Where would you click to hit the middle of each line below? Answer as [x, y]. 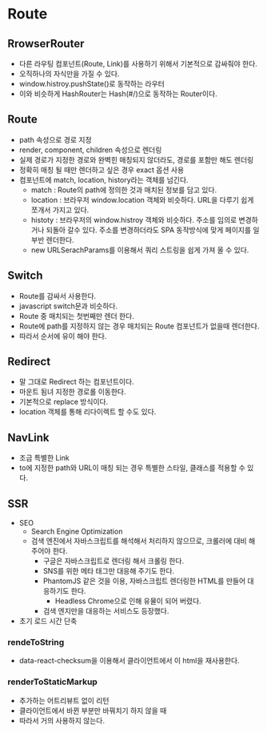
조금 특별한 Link [44, 458]
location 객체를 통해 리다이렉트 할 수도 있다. [88, 412]
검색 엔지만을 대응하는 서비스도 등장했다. [106, 611]
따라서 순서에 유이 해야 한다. [63, 336]
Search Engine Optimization [77, 532]
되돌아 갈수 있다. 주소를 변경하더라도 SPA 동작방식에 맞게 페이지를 [149, 230]
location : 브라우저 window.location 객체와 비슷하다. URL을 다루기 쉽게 [142, 199]
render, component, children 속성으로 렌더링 [90, 150]
